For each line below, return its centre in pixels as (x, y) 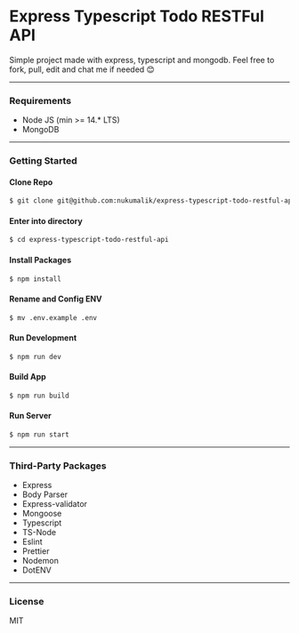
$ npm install (36, 279)
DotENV (36, 570)
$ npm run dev (36, 357)
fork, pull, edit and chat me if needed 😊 (82, 69)
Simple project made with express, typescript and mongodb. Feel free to (142, 60)
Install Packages (40, 260)
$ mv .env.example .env (53, 317)
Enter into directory (46, 220)
